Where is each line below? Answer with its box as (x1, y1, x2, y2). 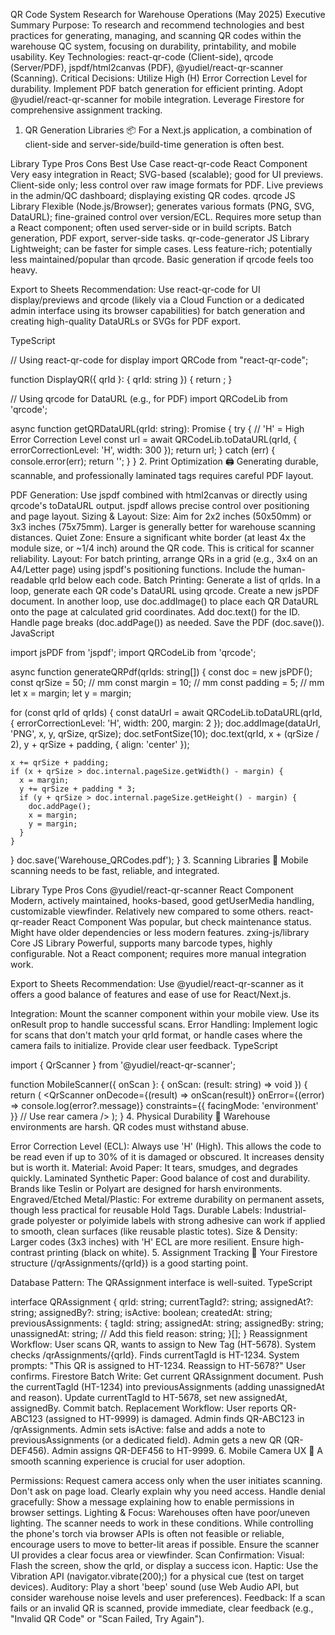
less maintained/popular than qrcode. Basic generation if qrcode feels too (10, 254, 314, 265)
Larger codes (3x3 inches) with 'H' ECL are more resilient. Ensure (10, 1236, 280, 1248)
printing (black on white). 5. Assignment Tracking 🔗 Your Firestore (46, 1247, 318, 1258)
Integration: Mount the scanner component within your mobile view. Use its (10, 1008, 320, 1019)
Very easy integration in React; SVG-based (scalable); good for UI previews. (10, 169, 324, 180)
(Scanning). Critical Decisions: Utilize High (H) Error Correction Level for (10, 72, 308, 84)
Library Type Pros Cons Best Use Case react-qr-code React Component (10, 158, 308, 169)
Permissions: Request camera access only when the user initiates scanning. (10, 1475, 323, 1486)
